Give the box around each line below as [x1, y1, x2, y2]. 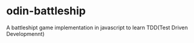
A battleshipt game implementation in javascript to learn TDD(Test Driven [6, 24, 189, 31]
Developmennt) [6, 30, 45, 37]
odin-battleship [6, 4, 86, 18]
